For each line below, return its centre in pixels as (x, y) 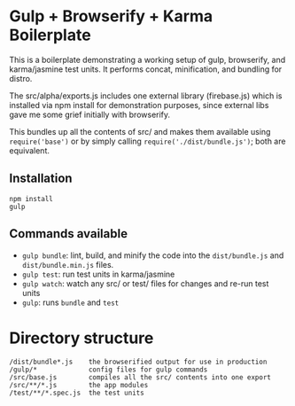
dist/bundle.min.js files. (68, 264)
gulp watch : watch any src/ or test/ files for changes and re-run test (145, 283)
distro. (21, 78)
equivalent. (30, 150)
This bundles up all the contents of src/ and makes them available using (140, 131)
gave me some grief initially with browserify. (90, 114)
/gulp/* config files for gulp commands (109, 370)
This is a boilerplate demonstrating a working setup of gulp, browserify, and (147, 59)
